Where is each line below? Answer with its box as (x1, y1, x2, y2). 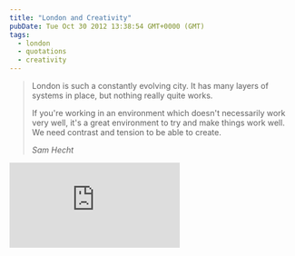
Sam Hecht (31, 144, 74, 155)
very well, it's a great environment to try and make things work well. (31, 117, 286, 128)
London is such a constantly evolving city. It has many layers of (31, 81, 270, 91)
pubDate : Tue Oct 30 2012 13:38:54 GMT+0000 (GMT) (9, 22, 205, 31)
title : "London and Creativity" (9, 13, 132, 23)
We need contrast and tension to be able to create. (31, 127, 222, 137)
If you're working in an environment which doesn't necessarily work (31, 108, 286, 118)
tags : (9, 30, 30, 39)
